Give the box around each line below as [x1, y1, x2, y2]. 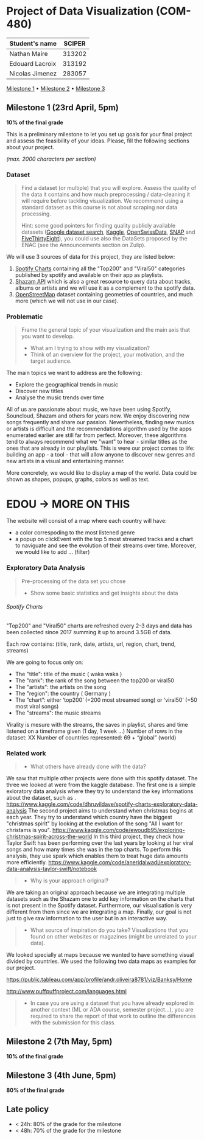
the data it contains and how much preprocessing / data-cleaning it [21, 191, 191, 198]
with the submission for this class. [30, 1019, 116, 1026]
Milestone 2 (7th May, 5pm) [6, 1037, 113, 1047]
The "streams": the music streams [15, 709, 102, 716]
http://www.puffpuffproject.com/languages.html [6, 988, 127, 995]
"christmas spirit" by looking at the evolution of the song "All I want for [6, 820, 183, 827]
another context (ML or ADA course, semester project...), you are [30, 1006, 194, 1013]
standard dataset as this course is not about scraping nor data [21, 204, 178, 211]
